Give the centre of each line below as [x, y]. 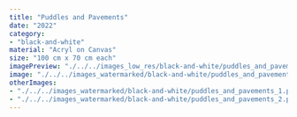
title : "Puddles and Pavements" [69, 17]
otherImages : [33, 83]
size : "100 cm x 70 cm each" [63, 58]
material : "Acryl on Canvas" [63, 50]
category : [27, 33]
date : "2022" [33, 26]
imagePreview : [35, 67]
